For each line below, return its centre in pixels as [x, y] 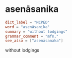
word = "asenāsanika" [28, 27]
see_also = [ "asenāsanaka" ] [34, 41]
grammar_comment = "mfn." [32, 36]
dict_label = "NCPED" [28, 22]
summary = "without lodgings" [36, 31]
